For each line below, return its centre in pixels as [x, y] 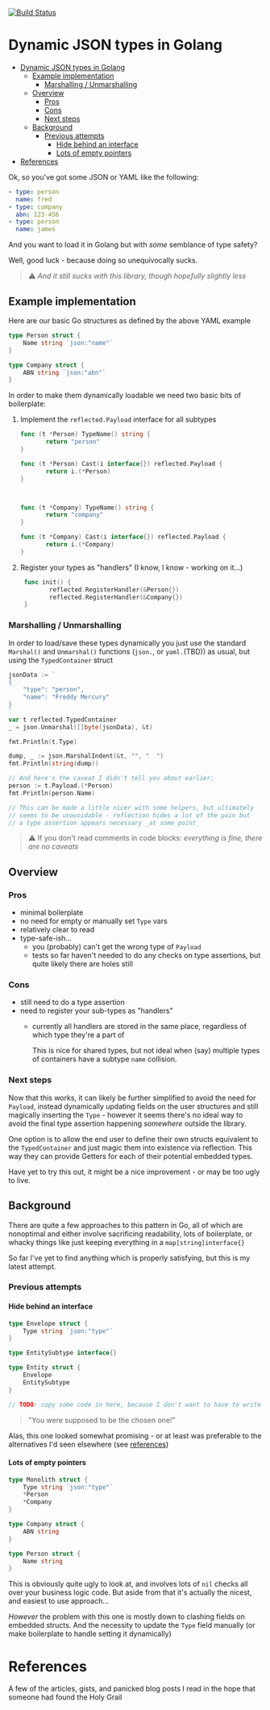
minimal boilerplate [52, 913]
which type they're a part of [78, 1035]
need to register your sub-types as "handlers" [96, 1011]
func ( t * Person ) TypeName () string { [85, 434]
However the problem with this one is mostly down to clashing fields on [127, 1617]
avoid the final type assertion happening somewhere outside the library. [128, 1123]
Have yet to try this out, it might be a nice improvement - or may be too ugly [134, 1172]
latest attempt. [32, 1266]
